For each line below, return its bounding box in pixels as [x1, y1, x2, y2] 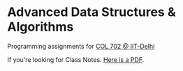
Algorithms [7, 19, 74, 35]
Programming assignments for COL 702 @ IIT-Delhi [7, 42, 155, 50]
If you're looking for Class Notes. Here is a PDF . [7, 55, 145, 63]
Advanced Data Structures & [7, 4, 176, 20]
